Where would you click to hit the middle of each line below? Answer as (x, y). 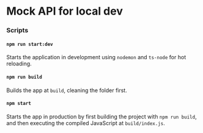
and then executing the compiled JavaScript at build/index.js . (86, 123)
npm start (19, 104)
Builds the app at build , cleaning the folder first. (67, 90)
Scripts (17, 31)
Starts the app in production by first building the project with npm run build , (102, 117)
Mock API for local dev (65, 11)
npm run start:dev (30, 44)
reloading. (19, 64)
